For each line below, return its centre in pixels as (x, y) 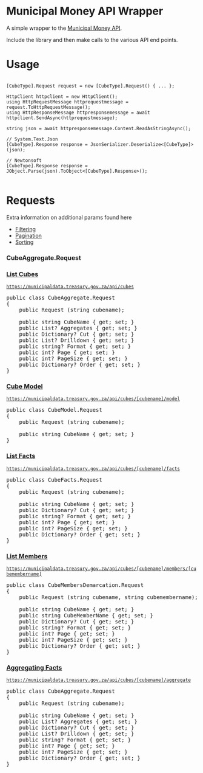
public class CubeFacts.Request (54, 480)
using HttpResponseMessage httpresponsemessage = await (78, 113)
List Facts (21, 456)
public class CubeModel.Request (54, 410)
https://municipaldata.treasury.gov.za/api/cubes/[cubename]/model (93, 399)
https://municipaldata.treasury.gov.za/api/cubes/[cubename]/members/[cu (101, 569)
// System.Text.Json (32, 139)
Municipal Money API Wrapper (85, 11)
